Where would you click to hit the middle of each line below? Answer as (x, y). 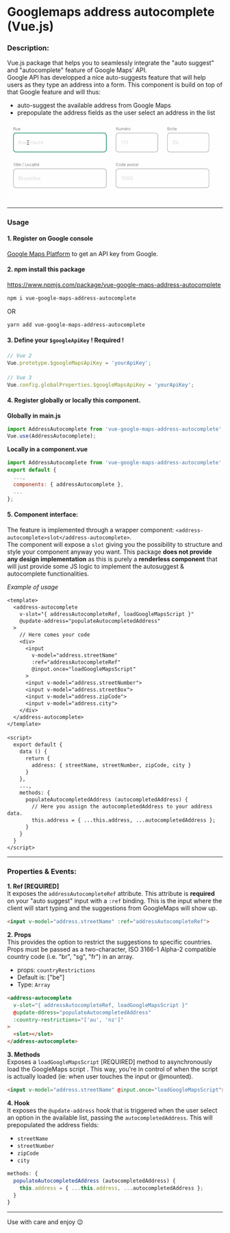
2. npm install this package (46, 269)
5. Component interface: (43, 514)
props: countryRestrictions (56, 970)
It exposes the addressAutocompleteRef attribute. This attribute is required (111, 894)
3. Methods (24, 1054)
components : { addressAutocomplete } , (69, 484)
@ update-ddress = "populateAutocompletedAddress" (82, 1013)
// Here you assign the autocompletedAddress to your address (122, 806)
